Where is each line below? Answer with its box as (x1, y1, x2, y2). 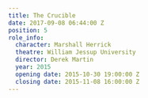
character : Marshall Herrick (15, 41, 112, 49)
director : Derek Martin (15, 56, 93, 64)
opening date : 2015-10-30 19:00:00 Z (15, 70, 140, 78)
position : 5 (8, 26, 47, 34)
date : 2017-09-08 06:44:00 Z (8, 19, 104, 27)
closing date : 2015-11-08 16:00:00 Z (15, 77, 140, 85)
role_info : (8, 33, 44, 42)
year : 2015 (15, 63, 51, 71)
